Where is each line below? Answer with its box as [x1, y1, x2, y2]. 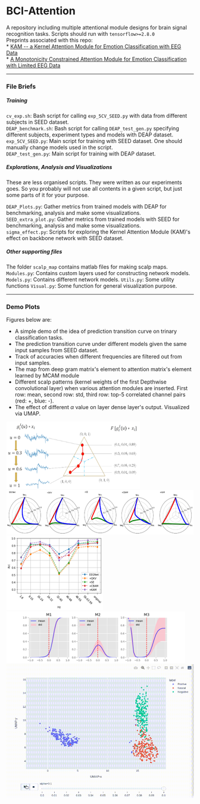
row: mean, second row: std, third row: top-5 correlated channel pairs [14, 391, 186, 398]
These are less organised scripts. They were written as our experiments [6, 179, 183, 186]
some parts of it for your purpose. [6, 191, 89, 198]
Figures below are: [6, 316, 52, 323]
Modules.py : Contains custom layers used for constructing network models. [6, 269, 190, 276]
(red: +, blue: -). [14, 397, 54, 404]
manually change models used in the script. [6, 144, 113, 151]
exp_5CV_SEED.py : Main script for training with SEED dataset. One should [6, 137, 183, 144]
